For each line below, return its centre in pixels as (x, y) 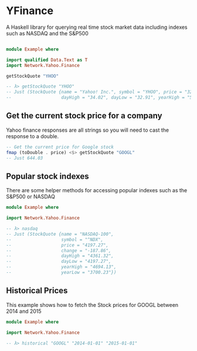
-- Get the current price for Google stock (60, 147)
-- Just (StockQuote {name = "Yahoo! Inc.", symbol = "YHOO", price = (94, 92)
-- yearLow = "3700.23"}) (61, 273)
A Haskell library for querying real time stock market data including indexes (97, 27)
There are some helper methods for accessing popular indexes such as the (97, 190)
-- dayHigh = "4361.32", (60, 256)
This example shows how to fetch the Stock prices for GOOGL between (92, 305)
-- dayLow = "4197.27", (59, 262)
